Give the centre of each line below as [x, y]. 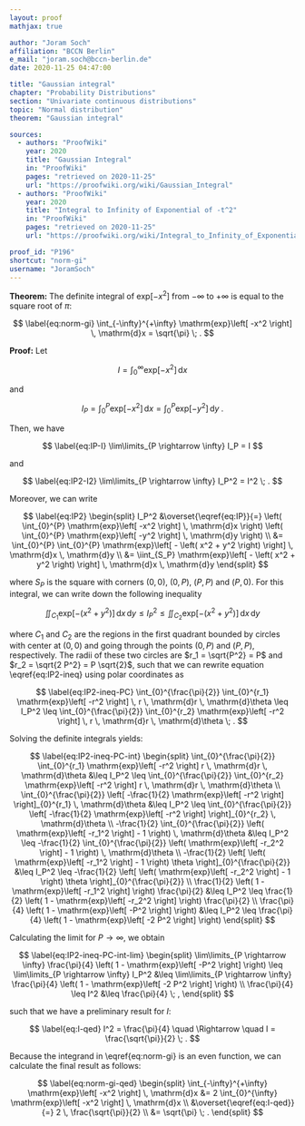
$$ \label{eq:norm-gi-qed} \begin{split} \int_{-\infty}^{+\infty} [152, 1083]
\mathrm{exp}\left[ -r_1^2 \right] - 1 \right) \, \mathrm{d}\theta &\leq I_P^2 [152, 833]
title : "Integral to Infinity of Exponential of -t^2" [132, 211]
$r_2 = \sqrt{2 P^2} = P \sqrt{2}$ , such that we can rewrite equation [137, 665]
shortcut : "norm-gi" [49, 260]
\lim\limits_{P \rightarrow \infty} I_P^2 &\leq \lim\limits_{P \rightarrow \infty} [152, 974]
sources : [26, 134]
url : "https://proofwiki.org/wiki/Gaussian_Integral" [129, 185]
